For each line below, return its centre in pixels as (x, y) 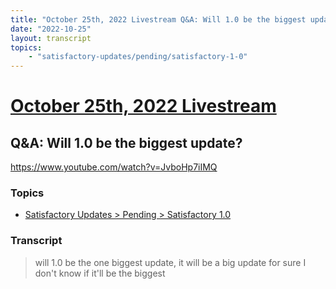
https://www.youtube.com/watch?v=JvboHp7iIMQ (114, 167)
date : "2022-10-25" (51, 29)
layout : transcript (51, 38)
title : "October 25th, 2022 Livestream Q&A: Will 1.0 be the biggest (158, 19)
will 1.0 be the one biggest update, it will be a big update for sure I (170, 262)
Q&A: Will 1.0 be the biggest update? (126, 142)
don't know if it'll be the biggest (100, 273)
